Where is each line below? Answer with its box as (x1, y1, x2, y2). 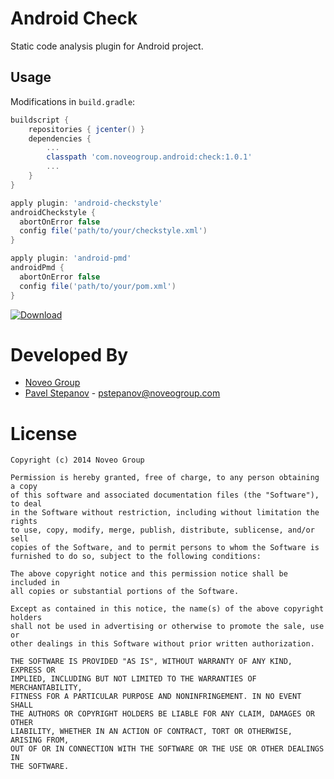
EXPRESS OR (10, 665, 56, 676)
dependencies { (28, 133, 92, 144)
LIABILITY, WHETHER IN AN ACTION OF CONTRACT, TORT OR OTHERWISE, (10, 727, 293, 737)
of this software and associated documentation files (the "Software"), (10, 490, 320, 501)
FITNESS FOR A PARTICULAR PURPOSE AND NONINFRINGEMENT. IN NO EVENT (10, 692, 302, 702)
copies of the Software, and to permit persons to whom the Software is (10, 543, 320, 553)
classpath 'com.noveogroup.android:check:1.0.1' (46, 152, 253, 162)
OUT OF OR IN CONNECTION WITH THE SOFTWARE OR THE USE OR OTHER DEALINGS (10, 744, 325, 754)
